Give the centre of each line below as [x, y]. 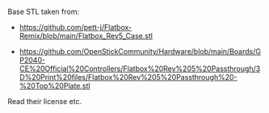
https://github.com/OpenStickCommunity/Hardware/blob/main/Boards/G [140, 51]
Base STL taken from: [44, 12]
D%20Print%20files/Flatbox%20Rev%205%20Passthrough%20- [128, 77]
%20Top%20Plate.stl [55, 86]
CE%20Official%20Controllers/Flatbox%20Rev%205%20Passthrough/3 [140, 69]
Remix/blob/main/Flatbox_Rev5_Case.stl [86, 36]
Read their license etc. [45, 101]
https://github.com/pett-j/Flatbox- [76, 27]
